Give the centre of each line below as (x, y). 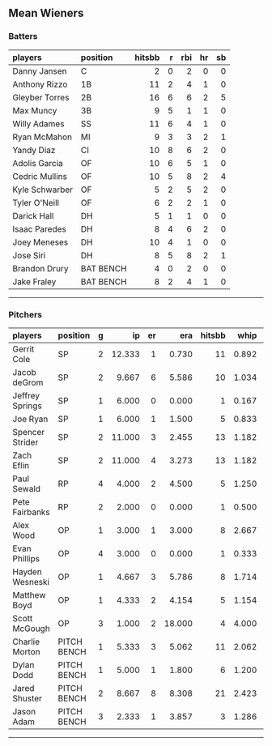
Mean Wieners (46, 13)
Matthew (29, 595)
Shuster (28, 698)
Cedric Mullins (40, 176)
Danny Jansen (40, 70)
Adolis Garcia (38, 163)
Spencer (29, 432)
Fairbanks (31, 512)
